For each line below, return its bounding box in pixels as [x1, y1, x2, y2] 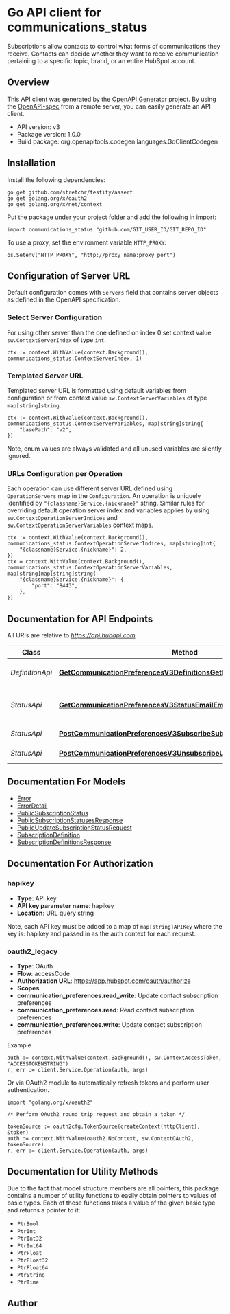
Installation [7, 157, 56, 169]
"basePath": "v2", [19, 426, 72, 433]
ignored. [7, 451, 31, 460]
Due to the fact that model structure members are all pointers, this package [7, 1183, 219, 1192]
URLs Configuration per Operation [7, 468, 123, 478]
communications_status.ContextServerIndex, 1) [7, 355, 142, 362]
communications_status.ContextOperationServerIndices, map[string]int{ [7, 541, 216, 547]
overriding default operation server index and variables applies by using [7, 506, 210, 514]
